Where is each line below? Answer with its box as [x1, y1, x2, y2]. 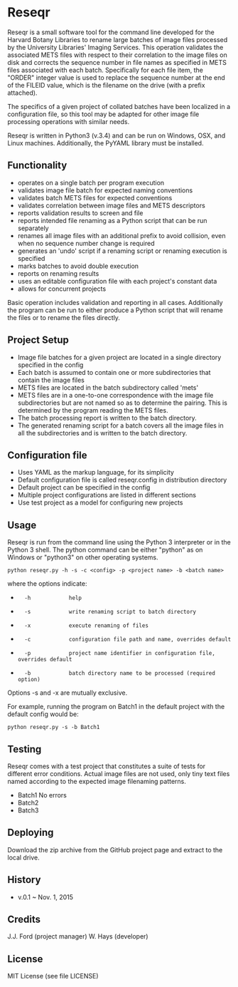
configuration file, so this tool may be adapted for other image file [7, 110, 200, 118]
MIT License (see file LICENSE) [7, 972, 99, 981]
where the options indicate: [7, 579, 87, 588]
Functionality [7, 160, 67, 172]
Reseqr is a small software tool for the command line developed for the [7, 28, 215, 36]
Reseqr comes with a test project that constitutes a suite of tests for [7, 762, 206, 770]
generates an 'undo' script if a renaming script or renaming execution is [17, 247, 227, 255]
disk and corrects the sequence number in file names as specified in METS [7, 58, 227, 66]
